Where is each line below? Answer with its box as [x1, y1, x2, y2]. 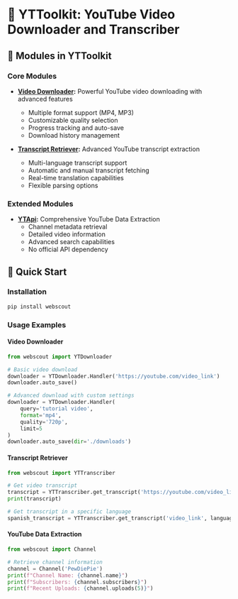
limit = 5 [20, 425, 42, 432]
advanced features [17, 94, 73, 103]
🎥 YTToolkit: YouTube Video [7, 6, 176, 23]
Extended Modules [7, 199, 74, 209]
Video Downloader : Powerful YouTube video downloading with [17, 87, 203, 95]
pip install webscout [7, 303, 72, 310]
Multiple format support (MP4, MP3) [28, 108, 135, 116]
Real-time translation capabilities [28, 173, 124, 182]
